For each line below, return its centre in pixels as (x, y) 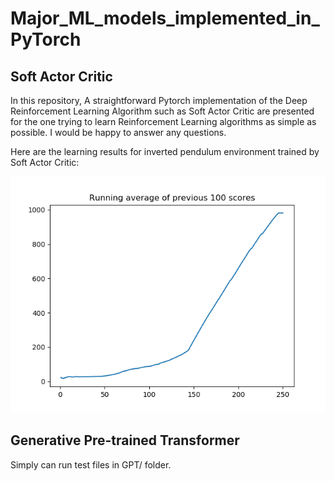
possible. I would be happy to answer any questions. (118, 132)
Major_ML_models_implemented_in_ (165, 18)
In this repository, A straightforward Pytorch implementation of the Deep (159, 100)
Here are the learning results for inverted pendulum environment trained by (165, 151)
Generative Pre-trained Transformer (125, 440)
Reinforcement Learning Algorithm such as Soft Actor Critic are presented (162, 111)
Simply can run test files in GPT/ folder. (91, 464)
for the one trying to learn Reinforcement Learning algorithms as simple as (163, 121)
